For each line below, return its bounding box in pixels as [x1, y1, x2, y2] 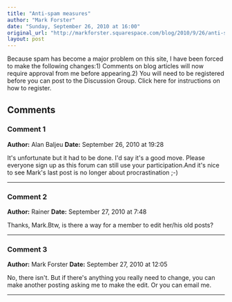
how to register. [7, 84, 52, 92]
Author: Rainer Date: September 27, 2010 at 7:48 [7, 208, 147, 216]
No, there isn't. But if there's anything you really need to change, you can [7, 274, 215, 282]
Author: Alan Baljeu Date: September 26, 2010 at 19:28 [7, 140, 164, 148]
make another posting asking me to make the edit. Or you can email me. [7, 281, 212, 290]
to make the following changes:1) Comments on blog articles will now [7, 62, 204, 70]
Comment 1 [7, 125, 46, 134]
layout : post [7, 36, 45, 43]
